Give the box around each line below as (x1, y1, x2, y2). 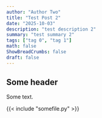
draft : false (6, 54, 39, 61)
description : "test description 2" (6, 26, 97, 32)
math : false (6, 43, 36, 50)
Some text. (6, 93, 33, 101)
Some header (6, 77, 58, 87)
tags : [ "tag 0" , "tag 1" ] (6, 37, 72, 43)
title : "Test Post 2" (6, 15, 61, 21)
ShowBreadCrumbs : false (6, 49, 67, 55)
